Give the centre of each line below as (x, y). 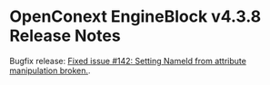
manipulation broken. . (50, 71)
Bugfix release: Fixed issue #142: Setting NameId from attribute (128, 61)
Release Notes (65, 36)
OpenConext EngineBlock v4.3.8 (135, 17)
